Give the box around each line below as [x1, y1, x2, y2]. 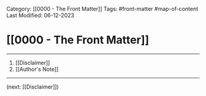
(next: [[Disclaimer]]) [6, 83, 59, 90]
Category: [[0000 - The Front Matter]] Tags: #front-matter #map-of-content [6, 6, 199, 12]
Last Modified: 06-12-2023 [6, 12, 75, 19]
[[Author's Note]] [15, 65, 59, 73]
